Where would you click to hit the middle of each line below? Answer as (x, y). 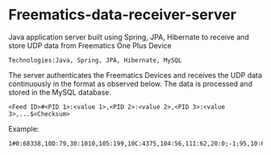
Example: (24, 128)
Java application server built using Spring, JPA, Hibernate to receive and (129, 37)
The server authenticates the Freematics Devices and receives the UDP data (135, 75)
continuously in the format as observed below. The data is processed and (130, 84)
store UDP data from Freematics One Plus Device (90, 45)
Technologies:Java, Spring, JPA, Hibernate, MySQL (95, 60)
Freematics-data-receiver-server (122, 15)
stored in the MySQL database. (60, 92)
